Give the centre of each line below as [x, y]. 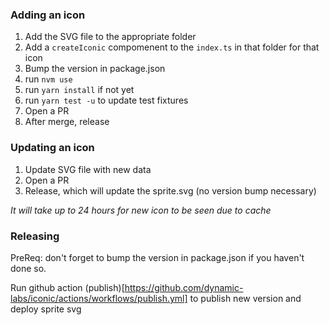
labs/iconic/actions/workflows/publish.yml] [99, 298]
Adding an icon [48, 15]
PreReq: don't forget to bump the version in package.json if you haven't [157, 257]
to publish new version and [245, 298]
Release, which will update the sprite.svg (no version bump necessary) [170, 190]
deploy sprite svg [46, 309]
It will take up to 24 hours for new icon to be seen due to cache [141, 210]
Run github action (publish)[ [67, 287]
